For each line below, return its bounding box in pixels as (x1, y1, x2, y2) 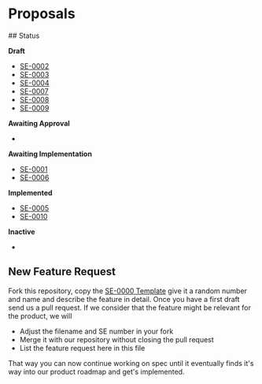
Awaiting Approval (8, 118, 71, 128)
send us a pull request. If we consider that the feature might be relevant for (8, 303, 252, 312)
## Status (8, 31, 40, 40)
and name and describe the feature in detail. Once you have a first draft (8, 294, 240, 304)
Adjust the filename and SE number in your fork (19, 326, 174, 336)
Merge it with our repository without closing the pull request (19, 334, 214, 344)
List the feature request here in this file (19, 343, 146, 352)
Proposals (8, 5, 76, 23)
